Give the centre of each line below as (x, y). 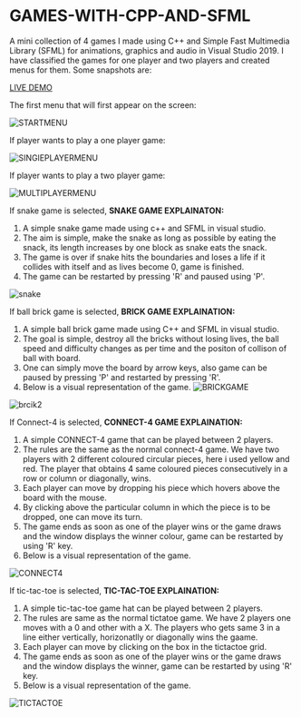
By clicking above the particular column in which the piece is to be (146, 507)
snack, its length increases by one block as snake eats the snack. (145, 247)
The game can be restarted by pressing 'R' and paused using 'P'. (144, 276)
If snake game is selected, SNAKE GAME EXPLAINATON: (117, 211)
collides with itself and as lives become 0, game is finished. (133, 266)
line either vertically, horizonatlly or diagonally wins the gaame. (140, 637)
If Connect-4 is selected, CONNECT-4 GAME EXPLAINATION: (126, 422)
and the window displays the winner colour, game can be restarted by (153, 535)
